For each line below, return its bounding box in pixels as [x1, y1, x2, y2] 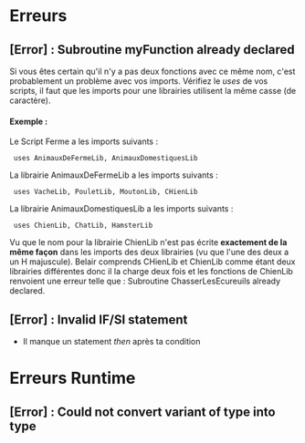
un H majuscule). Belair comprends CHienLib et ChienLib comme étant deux [9, 256, 296, 267]
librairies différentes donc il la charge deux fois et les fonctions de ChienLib [9, 266, 294, 277]
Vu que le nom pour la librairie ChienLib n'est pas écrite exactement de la [9, 237, 288, 248]
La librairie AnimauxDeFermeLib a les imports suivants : [9, 170, 219, 180]
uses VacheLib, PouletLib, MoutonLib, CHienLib [13, 188, 198, 197]
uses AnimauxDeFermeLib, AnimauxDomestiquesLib [13, 154, 198, 163]
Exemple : [9, 116, 48, 127]
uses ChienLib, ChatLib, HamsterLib [13, 221, 153, 231]
